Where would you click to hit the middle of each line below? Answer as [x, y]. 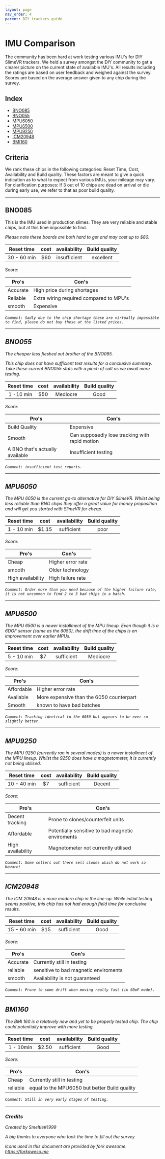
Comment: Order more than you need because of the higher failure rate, [81, 590]
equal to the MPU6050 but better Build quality [82, 1088]
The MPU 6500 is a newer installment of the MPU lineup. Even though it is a [82, 626]
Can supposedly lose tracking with [110, 435]
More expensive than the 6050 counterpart [86, 697]
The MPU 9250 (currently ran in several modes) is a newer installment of [79, 753]
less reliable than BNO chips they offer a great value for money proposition [81, 504]
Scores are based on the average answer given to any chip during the [76, 78]
